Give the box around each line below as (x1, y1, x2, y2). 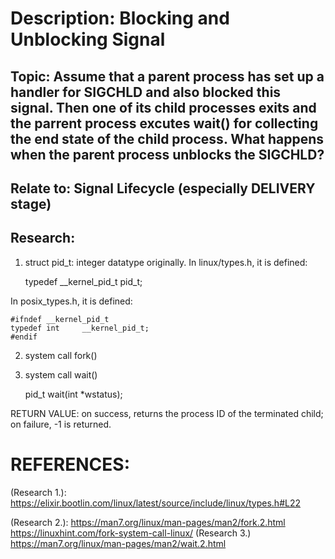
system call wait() (24, 368, 98, 381)
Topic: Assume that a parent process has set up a (10, 68, 325, 85)
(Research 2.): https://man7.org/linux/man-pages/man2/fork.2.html (10, 516, 286, 528)
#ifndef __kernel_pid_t (10, 314, 110, 324)
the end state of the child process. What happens (10, 130, 325, 147)
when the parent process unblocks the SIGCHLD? (10, 146, 325, 163)
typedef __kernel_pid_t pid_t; (24, 275, 143, 287)
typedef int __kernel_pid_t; (10, 323, 150, 333)
